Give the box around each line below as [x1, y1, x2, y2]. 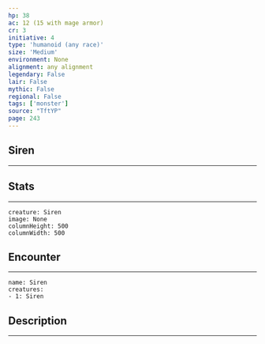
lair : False [8, 77, 47, 85]
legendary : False [8, 70, 65, 78]
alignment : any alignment [8, 63, 93, 71]
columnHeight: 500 [8, 222, 69, 230]
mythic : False [8, 85, 55, 93]
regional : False [8, 93, 62, 100]
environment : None [8, 56, 69, 64]
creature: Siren [8, 208, 62, 216]
